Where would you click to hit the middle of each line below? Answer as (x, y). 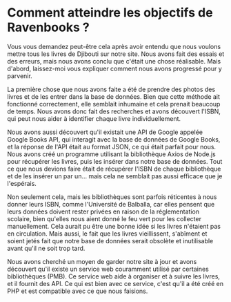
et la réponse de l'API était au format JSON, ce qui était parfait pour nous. (111, 147)
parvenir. (20, 76)
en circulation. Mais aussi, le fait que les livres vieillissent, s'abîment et (107, 234)
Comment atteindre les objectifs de (110, 13)
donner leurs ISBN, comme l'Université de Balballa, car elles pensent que (111, 204)
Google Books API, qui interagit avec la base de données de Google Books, (114, 139)
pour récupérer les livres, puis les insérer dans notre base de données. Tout (115, 161)
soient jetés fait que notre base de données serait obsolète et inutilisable (110, 240)
